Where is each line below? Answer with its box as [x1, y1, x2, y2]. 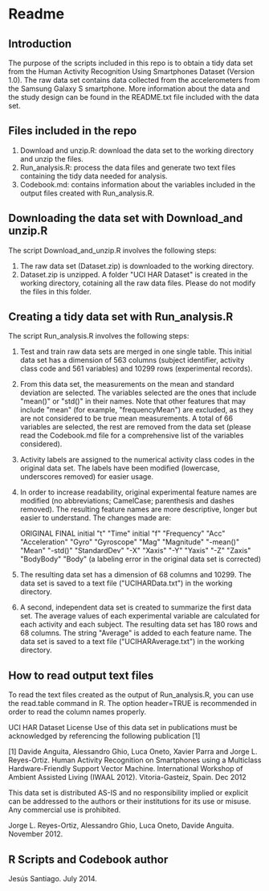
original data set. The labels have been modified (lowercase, [19, 463, 220, 473]
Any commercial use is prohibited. [8, 805, 121, 815]
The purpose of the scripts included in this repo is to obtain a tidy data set [8, 58, 253, 68]
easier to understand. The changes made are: [19, 513, 171, 523]
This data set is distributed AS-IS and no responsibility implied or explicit [8, 788, 249, 798]
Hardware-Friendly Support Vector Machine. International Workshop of [8, 764, 243, 774]
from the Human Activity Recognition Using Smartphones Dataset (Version [8, 67, 255, 76]
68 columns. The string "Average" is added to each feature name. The [19, 628, 252, 638]
